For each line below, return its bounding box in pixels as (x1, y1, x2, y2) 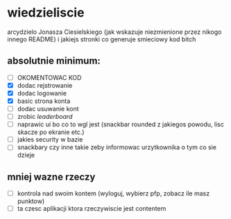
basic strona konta (17, 97, 71, 105)
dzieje (17, 151, 35, 160)
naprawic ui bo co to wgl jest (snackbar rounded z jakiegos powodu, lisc (17, 120, 224, 128)
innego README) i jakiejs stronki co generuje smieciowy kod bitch (7, 35, 196, 43)
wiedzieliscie (7, 5, 85, 21)
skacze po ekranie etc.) (17, 128, 85, 136)
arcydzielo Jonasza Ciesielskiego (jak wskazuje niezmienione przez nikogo (7, 28, 222, 36)
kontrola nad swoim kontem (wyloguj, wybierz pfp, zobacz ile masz (17, 189, 210, 198)
